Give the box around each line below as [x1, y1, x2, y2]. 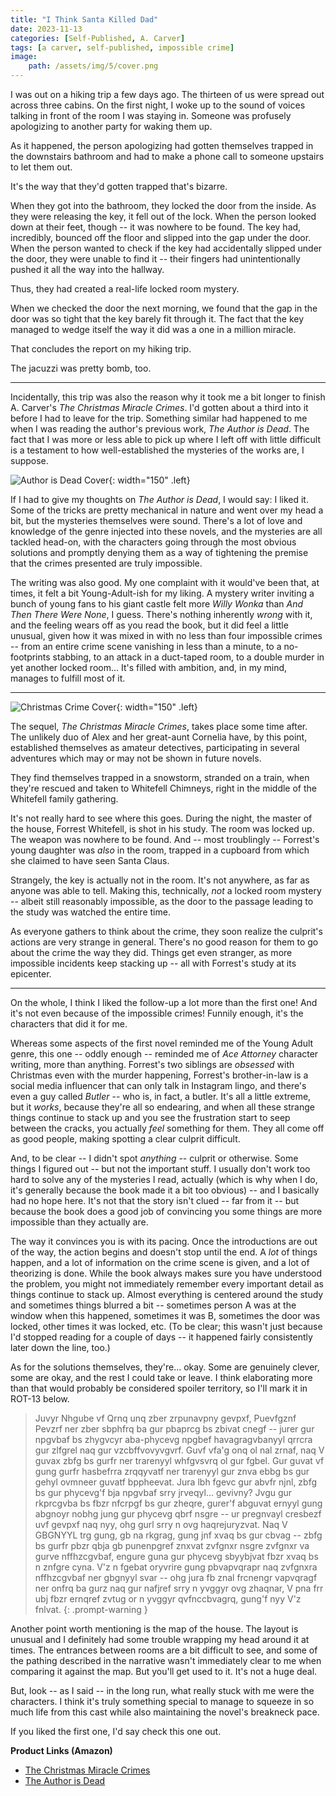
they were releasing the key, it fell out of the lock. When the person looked [10, 211, 317, 222]
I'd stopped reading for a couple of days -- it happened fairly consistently [10, 1331, 313, 1343]
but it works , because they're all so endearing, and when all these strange [10, 1101, 315, 1113]
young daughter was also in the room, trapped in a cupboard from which [10, 844, 310, 856]
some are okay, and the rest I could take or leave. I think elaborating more [10, 1372, 313, 1383]
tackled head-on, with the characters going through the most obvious [10, 536, 297, 548]
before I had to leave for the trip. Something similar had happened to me [10, 412, 308, 424]
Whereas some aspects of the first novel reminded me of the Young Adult [10, 1037, 314, 1049]
